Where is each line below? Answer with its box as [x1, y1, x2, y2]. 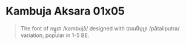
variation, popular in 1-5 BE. [20, 32, 90, 39]
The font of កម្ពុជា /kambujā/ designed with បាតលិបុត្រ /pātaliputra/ [20, 24, 180, 32]
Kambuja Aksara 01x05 [5, 4, 125, 18]
